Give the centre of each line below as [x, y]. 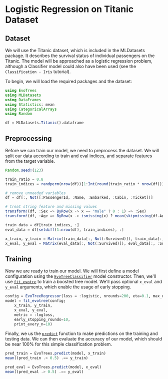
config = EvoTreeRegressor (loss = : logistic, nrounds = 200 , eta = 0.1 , [78, 296]
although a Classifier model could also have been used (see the [71, 66]
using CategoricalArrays [31, 109]
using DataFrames [23, 100]
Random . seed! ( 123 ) [24, 170]
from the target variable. [30, 161]
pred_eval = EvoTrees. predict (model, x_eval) [53, 367]
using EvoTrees [21, 91]
